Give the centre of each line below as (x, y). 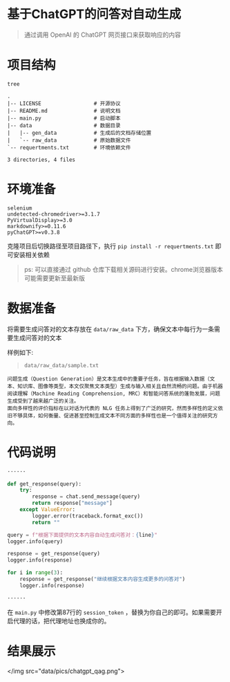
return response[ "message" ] (72, 503)
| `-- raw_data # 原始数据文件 (69, 140)
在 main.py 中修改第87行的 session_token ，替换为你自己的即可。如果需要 (112, 612)
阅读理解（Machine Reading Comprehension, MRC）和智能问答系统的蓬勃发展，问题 (114, 394)
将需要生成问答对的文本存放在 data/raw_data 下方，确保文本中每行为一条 (111, 329)
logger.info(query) (35, 541)
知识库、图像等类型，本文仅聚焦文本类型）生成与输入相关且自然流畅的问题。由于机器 (120, 386)
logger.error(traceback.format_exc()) (88, 516)
